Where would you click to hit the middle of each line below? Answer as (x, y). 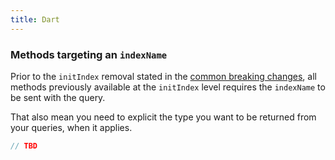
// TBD (24, 146)
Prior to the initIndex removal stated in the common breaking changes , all (163, 76)
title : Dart (35, 19)
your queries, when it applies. (71, 127)
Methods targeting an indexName (89, 54)
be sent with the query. (58, 97)
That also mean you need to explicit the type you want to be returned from (163, 117)
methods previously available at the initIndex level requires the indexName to (168, 87)
